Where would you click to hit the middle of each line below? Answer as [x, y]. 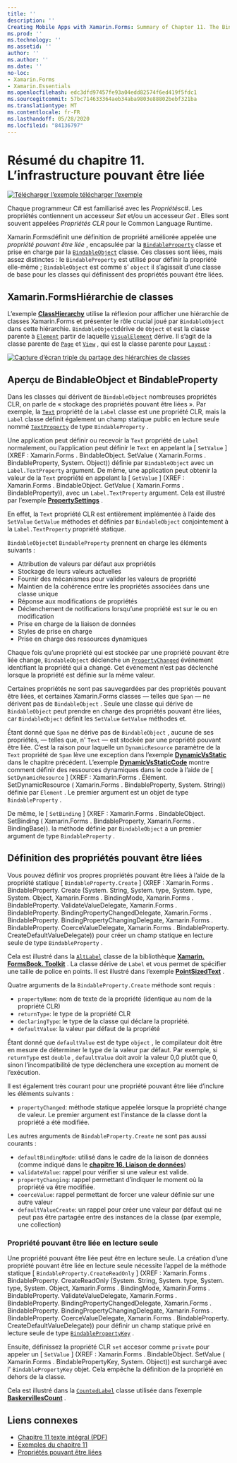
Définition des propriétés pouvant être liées [105, 858]
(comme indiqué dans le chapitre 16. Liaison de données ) [102, 1164]
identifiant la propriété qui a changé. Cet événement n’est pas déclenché [113, 668]
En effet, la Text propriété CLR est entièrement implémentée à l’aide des [112, 514]
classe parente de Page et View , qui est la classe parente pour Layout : [109, 344]
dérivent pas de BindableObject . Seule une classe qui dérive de [100, 704]
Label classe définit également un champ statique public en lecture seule [114, 419]
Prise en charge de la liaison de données [77, 624]
